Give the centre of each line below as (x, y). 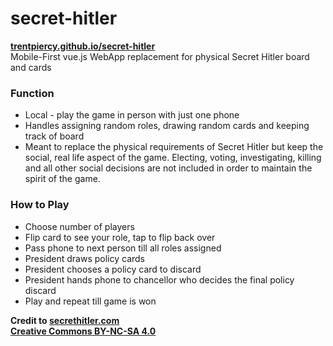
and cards (31, 67)
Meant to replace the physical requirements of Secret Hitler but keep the (174, 147)
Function (32, 93)
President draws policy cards (85, 258)
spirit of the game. (62, 179)
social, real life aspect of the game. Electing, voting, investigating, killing (173, 158)
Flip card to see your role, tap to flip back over (120, 237)
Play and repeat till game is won (90, 301)
